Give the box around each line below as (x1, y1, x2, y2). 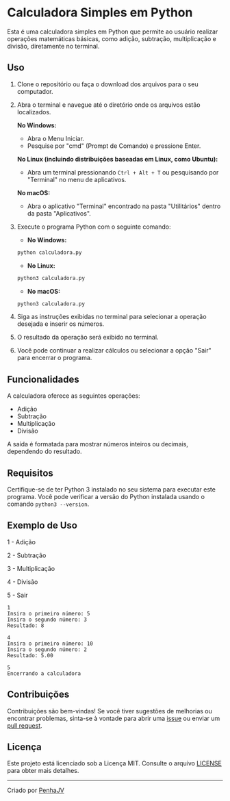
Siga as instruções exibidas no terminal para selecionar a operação (16, 313, 207, 321)
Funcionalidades (7, 373, 80, 385)
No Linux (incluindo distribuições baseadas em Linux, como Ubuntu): (16, 155, 218, 163)
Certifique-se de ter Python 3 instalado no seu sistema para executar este (7, 485, 216, 494)
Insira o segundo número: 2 (7, 646, 88, 653)
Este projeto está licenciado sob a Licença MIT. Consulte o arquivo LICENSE (7, 759, 222, 767)
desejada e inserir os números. (16, 320, 105, 328)
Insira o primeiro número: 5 (7, 610, 90, 617)
